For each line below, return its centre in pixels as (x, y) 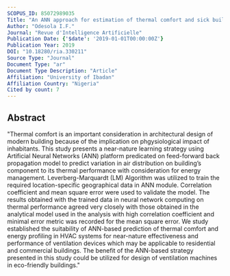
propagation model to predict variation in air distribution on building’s (104, 163)
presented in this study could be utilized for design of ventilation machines (112, 258)
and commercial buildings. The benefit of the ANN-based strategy (100, 250)
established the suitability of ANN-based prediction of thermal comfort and (113, 228)
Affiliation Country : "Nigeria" (53, 84)
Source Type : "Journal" (41, 58)
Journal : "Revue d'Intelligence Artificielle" (75, 33)
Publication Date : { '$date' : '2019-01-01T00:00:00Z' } (86, 39)
